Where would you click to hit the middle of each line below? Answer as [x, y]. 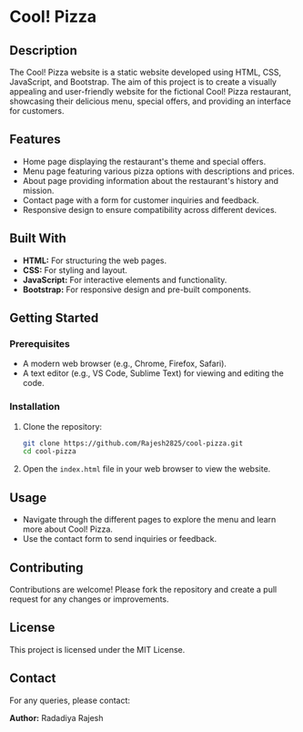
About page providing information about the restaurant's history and [151, 180]
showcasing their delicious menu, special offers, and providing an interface [150, 101]
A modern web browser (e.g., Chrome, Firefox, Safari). [125, 364]
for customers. [37, 111]
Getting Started [54, 318]
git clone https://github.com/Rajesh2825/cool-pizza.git [133, 443]
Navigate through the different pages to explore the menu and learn [149, 520]
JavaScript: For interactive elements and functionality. [125, 280]
